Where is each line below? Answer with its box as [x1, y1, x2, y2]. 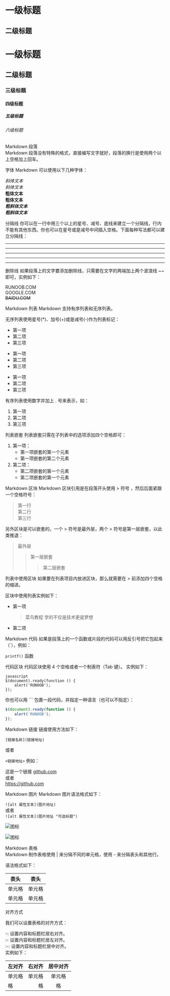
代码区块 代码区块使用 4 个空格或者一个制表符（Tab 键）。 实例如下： [5, 664, 149, 670]
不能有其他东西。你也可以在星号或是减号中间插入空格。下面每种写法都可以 [5, 227, 160, 233]
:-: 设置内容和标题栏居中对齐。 [5, 943, 69, 949]
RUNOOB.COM [5, 284, 36, 290]
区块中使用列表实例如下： [5, 593, 59, 599]
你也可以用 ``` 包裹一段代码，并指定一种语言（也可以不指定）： [5, 697, 134, 703]
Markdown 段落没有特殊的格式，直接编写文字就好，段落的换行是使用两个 [5, 150, 157, 156]
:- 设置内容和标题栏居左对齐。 [5, 937, 68, 943]
